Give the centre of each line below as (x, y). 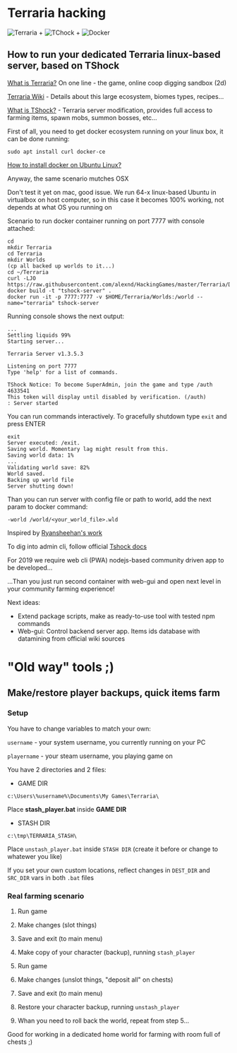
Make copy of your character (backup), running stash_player (106, 952)
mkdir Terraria (30, 247)
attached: (21, 228)
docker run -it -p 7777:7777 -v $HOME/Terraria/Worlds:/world (101, 297)
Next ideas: (24, 602)
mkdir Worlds (26, 260)
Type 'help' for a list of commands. (63, 372)
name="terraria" (31, 303)
